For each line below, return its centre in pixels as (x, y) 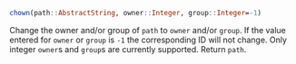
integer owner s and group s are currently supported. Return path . (128, 49)
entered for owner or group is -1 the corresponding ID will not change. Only (148, 40)
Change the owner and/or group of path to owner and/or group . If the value (148, 30)
